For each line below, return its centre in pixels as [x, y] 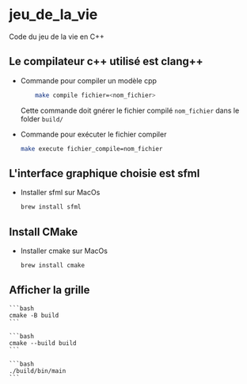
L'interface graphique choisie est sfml [104, 173]
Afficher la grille [49, 290]
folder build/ [42, 119]
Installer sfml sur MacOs [60, 193]
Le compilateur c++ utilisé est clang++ [106, 61]
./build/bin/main [38, 371]
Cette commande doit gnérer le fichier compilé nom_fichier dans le [130, 110]
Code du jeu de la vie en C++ [57, 36]
